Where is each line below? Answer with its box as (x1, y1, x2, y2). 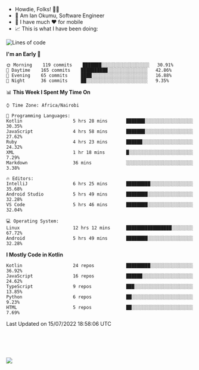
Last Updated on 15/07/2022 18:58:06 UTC (6, 320, 111, 327)
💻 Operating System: (6, 218, 60, 224)
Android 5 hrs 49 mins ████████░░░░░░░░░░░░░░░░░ (6, 236, 194, 241)
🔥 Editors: (6, 176, 34, 182)
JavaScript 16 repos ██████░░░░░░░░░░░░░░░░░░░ (6, 273, 194, 279)
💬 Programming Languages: (6, 113, 70, 119)
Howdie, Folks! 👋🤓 (14, 6, 60, 13)
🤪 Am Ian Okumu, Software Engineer (14, 12, 105, 19)
